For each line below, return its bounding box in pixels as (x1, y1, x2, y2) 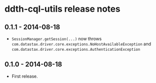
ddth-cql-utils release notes (4, 3, 121, 15)
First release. (11, 73, 38, 79)
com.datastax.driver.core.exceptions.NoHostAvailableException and (11, 41, 151, 47)
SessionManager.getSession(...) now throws (11, 36, 102, 41)
